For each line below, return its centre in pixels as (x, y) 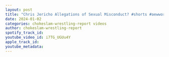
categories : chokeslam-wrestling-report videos (56, 24)
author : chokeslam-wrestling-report (44, 28)
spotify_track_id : (24, 33)
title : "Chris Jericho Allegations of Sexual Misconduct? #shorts (76, 14)
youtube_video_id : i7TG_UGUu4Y (38, 38)
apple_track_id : (22, 42)
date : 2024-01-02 (23, 19)
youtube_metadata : (24, 47)
